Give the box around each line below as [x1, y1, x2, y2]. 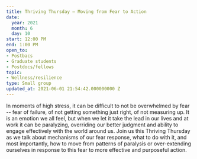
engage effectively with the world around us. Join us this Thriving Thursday [6, 127, 190, 134]
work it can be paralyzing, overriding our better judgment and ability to [6, 121, 179, 128]
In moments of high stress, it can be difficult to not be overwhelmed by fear [6, 102, 190, 109]
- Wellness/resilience [6, 75, 62, 81]
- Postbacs [6, 53, 33, 59]
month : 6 [11, 25, 33, 31]
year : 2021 [11, 20, 38, 26]
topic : [6, 69, 22, 75]
